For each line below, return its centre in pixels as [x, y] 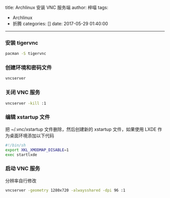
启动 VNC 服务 [23, 169]
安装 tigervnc [22, 43]
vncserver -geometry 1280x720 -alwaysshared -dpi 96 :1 [65, 190]
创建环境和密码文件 [29, 68]
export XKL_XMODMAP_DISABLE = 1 [37, 150]
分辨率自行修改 [21, 180]
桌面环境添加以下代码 [32, 136]
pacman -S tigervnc [26, 54]
